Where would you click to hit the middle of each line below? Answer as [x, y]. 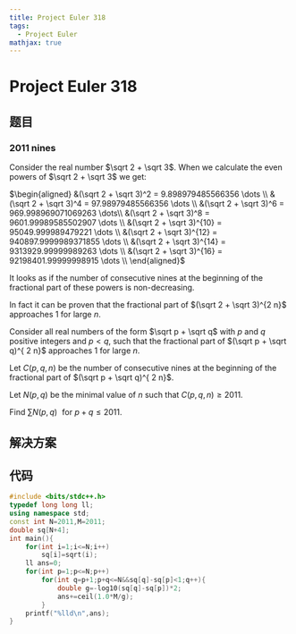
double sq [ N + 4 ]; [39, 530]
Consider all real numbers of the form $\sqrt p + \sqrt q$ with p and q [137, 332]
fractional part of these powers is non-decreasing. [102, 288]
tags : [19, 26]
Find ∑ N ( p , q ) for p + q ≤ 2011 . [66, 412]
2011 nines [33, 148]
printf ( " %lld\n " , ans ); [68, 613]
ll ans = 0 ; [44, 563]
